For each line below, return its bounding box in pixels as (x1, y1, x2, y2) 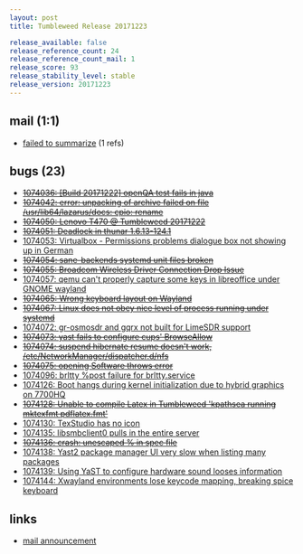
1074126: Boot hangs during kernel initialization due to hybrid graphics (22, 380, 285, 390)
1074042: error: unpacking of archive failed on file (22, 197, 210, 208)
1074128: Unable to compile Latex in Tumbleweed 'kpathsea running (22, 399, 277, 409)
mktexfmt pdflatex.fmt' (22, 408, 109, 419)
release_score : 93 (9, 63, 79, 72)
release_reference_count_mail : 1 (9, 55, 136, 64)
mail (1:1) (9, 114, 61, 129)
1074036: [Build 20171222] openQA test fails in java (22, 187, 214, 199)
